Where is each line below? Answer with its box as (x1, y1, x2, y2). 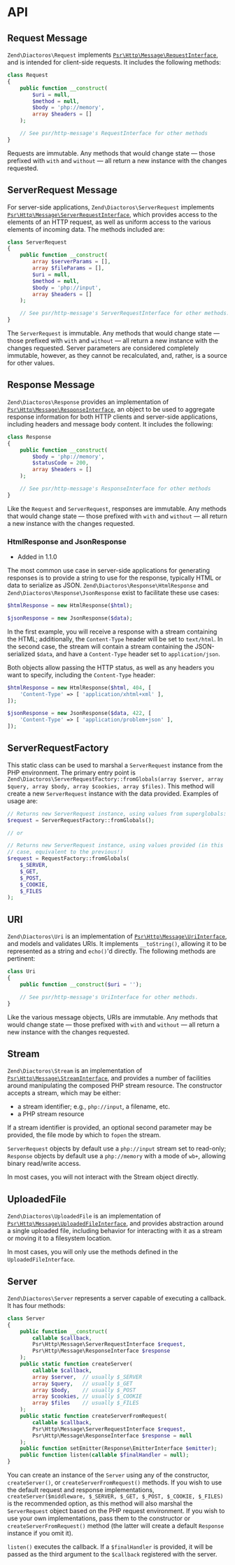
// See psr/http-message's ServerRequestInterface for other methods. (20, 309, 230, 317)
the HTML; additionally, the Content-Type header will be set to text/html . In (7, 634, 223, 643)
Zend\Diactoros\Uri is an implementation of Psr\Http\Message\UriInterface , (7, 932, 227, 940)
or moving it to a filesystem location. (7, 1234, 112, 1243)
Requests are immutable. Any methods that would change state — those (7, 148, 215, 158)
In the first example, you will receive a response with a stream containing (7, 627, 218, 636)
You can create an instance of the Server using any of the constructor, (7, 1471, 210, 1480)
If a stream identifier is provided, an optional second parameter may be (7, 1123, 212, 1132)
